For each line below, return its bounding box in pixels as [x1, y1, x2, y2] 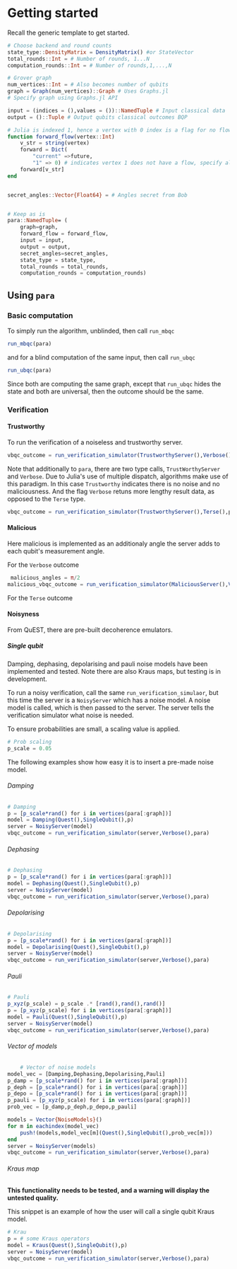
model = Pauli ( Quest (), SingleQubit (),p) [7, 1014, 128, 1021]
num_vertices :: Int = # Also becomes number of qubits [7, 81, 169, 88]
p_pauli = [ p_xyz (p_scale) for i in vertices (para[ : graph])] [7, 1097, 191, 1104]
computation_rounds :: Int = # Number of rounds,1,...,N [7, 62, 172, 69]
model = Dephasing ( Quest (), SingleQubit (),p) [7, 880, 140, 888]
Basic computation [7, 310, 73, 320]
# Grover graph [7, 74, 52, 82]
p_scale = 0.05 [7, 745, 52, 752]
